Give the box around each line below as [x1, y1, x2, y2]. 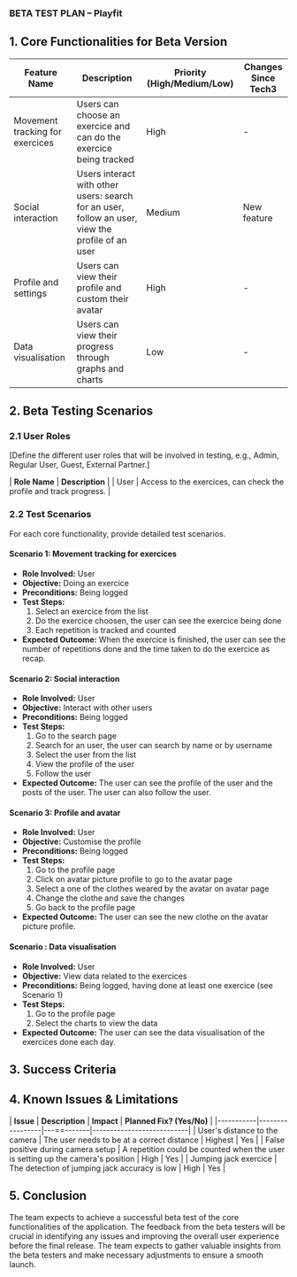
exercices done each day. [21, 1036, 117, 1047]
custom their [76, 292, 130, 305]
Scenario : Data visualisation [9, 941, 117, 952]
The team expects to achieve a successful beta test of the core [9, 1211, 240, 1222]
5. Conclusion [9, 1188, 87, 1203]
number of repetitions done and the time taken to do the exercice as [21, 643, 270, 654]
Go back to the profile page [34, 902, 135, 913]
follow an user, [76, 212, 138, 224]
